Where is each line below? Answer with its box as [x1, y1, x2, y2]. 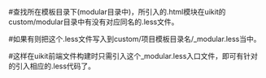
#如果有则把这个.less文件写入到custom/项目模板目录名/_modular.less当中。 [8, 35, 261, 43]
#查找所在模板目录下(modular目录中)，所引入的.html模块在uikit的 [8, 7, 226, 16]
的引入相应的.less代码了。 [8, 61, 96, 71]
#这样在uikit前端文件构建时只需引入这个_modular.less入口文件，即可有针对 [8, 51, 259, 60]
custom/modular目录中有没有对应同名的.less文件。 [8, 17, 179, 27]
